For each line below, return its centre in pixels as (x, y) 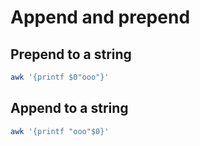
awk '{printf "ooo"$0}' (60, 131)
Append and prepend (100, 17)
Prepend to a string (71, 54)
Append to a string (69, 108)
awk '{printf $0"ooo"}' (60, 77)
